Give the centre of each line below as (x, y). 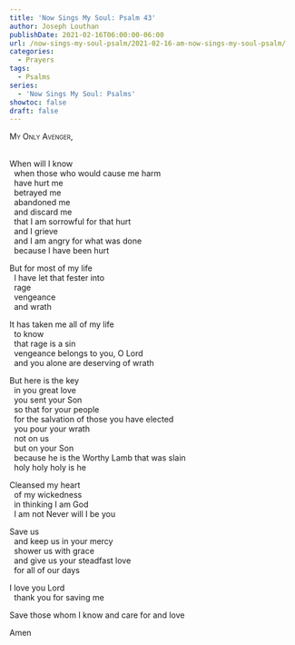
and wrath (32, 307)
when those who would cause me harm (87, 174)
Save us (25, 531)
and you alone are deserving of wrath (84, 363)
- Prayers (36, 60)
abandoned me (42, 203)
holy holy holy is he (49, 468)
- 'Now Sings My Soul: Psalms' (77, 94)
